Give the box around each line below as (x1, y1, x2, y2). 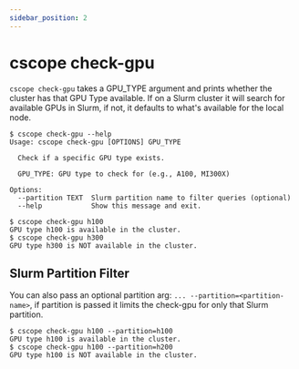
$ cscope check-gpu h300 (9, 233, 104, 242)
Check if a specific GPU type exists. (17, 153, 166, 162)
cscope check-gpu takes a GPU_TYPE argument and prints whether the (9, 83, 273, 94)
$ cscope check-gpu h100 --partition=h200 (9, 343, 173, 352)
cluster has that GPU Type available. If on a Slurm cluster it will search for (9, 92, 285, 103)
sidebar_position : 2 (9, 13, 88, 23)
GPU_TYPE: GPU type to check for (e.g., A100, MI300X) (17, 169, 231, 179)
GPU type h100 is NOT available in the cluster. (9, 351, 198, 360)
